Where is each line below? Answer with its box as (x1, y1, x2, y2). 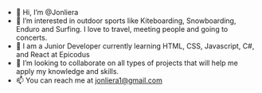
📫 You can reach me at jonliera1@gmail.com (15, 76, 163, 85)
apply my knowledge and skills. (15, 67, 119, 76)
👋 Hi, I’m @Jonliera (15, 8, 79, 17)
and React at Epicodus (15, 50, 90, 59)
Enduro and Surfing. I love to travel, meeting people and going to (15, 25, 229, 33)
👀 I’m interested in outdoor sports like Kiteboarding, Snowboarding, (15, 16, 237, 25)
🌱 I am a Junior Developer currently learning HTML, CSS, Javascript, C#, (15, 41, 255, 51)
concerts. (15, 33, 48, 42)
